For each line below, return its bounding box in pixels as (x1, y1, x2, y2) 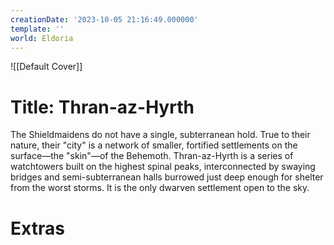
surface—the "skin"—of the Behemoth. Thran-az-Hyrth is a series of (10, 150, 294, 162)
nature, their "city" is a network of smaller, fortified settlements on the (10, 139, 298, 151)
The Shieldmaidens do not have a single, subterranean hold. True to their (10, 129, 311, 141)
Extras (10, 217, 65, 240)
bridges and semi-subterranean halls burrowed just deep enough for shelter (10, 171, 324, 183)
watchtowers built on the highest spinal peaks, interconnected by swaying (10, 161, 316, 173)
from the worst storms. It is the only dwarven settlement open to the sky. (10, 182, 310, 194)
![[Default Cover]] (10, 61, 83, 73)
